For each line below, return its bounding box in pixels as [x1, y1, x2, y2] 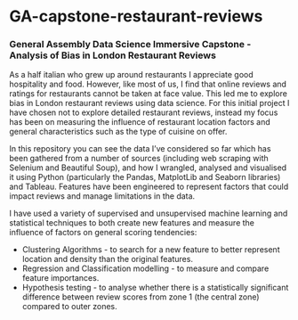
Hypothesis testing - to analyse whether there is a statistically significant [21, 283, 289, 293]
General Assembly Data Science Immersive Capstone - [9, 38, 252, 51]
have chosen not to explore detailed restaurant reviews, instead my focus [9, 107, 278, 118]
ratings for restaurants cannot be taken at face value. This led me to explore [9, 88, 287, 99]
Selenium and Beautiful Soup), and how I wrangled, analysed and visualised [9, 162, 287, 173]
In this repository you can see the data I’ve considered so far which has [9, 144, 271, 154]
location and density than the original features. [21, 254, 194, 265]
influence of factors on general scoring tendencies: [9, 227, 197, 238]
